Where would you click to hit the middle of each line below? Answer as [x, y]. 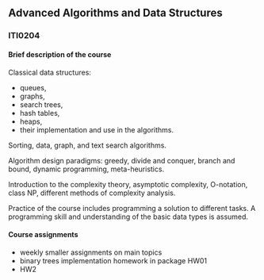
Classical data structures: [50, 72]
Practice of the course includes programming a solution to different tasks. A [132, 208]
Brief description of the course [60, 54]
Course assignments [43, 235]
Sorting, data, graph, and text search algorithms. [87, 145]
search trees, [41, 104]
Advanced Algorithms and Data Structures [116, 13]
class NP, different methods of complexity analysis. [92, 193]
